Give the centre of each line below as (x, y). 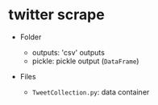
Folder (31, 37)
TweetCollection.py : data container (91, 92)
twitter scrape (56, 15)
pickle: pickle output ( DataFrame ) (85, 61)
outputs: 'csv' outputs (68, 52)
